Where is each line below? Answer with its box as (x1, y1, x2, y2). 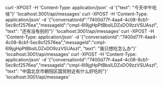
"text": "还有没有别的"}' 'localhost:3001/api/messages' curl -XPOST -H (5, 28, 154, 34)
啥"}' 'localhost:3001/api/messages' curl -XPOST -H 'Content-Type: (5, 11, 148, 17)
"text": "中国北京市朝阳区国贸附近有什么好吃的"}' (5, 68, 108, 74)
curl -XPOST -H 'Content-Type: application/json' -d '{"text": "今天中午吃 (5, 5, 157, 10)
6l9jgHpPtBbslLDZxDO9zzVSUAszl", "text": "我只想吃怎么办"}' (5, 46, 137, 51)
